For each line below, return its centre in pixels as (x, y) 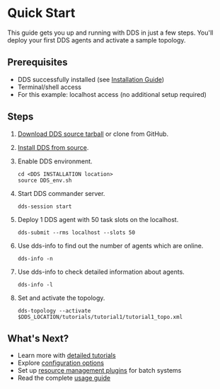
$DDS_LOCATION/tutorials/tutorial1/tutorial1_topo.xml (100, 317)
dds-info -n (35, 259)
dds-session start (45, 207)
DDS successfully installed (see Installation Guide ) (91, 79)
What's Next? (38, 338)
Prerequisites (37, 63)
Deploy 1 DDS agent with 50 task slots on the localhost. (98, 219)
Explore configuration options (61, 363)
